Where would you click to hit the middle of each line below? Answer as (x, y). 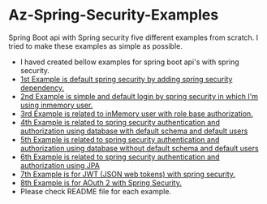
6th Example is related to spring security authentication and (120, 157)
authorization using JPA (60, 165)
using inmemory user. (56, 105)
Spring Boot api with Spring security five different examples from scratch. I (133, 37)
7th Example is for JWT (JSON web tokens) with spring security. (127, 174)
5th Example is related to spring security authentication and (120, 139)
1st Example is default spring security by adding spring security (126, 79)
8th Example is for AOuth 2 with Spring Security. (101, 182)
